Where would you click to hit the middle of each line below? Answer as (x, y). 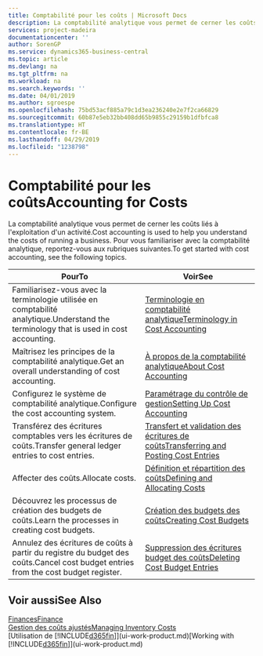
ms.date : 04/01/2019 (42, 96)
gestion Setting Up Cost (187, 403)
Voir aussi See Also (55, 600)
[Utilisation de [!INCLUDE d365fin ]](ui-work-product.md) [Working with (121, 636)
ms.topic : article (38, 60)
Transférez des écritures (57, 426)
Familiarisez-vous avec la (59, 290)
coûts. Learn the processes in (65, 520)
